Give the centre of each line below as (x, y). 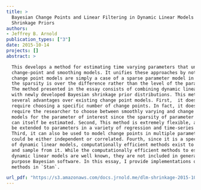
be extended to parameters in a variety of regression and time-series (103, 128)
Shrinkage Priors (33, 23)
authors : (17, 28)
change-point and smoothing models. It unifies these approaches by (99, 72)
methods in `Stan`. (36, 167)
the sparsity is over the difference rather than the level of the (98, 84)
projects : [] (22, 51)
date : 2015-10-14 (28, 45)
